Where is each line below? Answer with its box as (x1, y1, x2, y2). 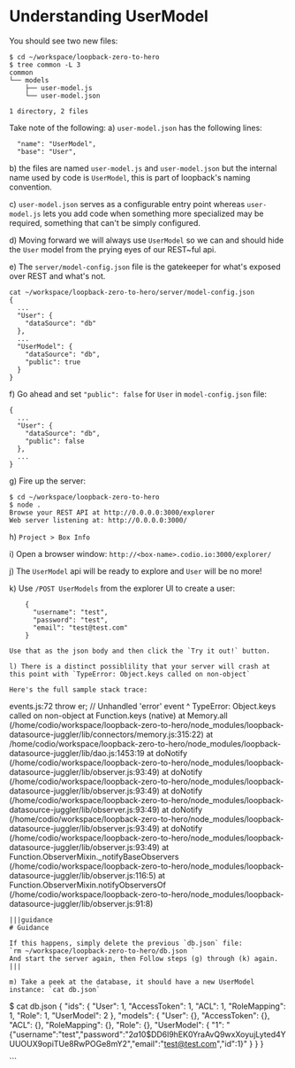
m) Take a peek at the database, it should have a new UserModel (9, 977, 254, 987)
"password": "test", (32, 615, 109, 624)
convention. (9, 182, 53, 192)
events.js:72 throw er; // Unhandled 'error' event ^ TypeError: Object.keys (9, 700, 276, 711)
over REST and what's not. (9, 270, 106, 281)
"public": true (25, 357, 81, 367)
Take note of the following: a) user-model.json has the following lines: (9, 122, 262, 133)
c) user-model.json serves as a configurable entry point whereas (9, 198, 246, 209)
